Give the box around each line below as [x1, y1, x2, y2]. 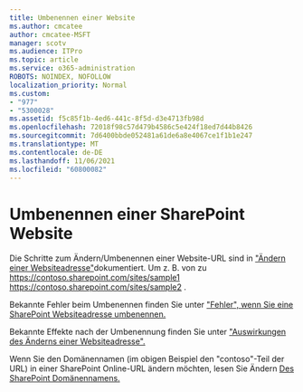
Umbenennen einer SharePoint [9, 204, 246, 225]
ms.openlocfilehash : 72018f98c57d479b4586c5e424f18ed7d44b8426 [9, 123, 253, 132]
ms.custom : [9, 89, 51, 98]
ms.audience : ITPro [9, 47, 83, 56]
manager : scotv [9, 38, 67, 48]
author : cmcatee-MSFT [9, 30, 91, 39]
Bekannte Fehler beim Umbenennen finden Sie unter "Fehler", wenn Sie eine [9, 300, 294, 311]
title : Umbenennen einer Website [9, 13, 136, 23]
